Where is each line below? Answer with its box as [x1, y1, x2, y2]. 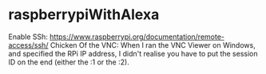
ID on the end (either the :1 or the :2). [8, 57, 129, 67]
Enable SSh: [8, 32, 48, 41]
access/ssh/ [8, 40, 49, 49]
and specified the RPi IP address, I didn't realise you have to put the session [8, 49, 258, 58]
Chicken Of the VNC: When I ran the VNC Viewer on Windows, [50, 40, 256, 49]
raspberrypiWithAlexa [8, 6, 160, 24]
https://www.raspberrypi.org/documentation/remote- [49, 32, 225, 41]
